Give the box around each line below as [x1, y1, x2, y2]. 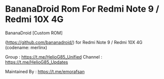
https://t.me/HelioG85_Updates [5, 59, 68, 65]
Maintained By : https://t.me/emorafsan [5, 68, 85, 74]
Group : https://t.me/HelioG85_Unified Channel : [5, 54, 102, 59]
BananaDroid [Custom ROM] [5, 30, 63, 36]
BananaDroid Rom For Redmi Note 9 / [5, 3, 160, 15]
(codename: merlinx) [5, 44, 48, 50]
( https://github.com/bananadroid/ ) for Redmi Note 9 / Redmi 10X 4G [5, 39, 143, 45]
